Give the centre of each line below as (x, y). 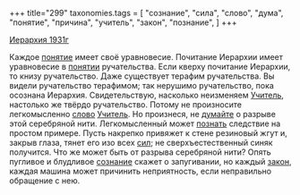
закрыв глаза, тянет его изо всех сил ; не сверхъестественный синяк (141, 143)
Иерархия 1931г (39, 40)
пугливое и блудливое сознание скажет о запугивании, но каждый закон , (150, 161)
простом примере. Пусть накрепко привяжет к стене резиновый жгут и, (149, 133)
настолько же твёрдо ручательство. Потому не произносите (125, 105)
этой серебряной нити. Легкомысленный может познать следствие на (145, 123)
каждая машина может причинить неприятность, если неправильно (140, 171)
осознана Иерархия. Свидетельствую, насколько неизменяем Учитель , (147, 95)
